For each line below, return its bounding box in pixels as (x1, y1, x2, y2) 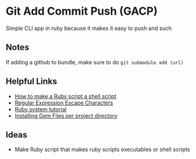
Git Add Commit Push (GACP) (6, 4, 158, 18)
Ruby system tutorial (14, 105, 67, 113)
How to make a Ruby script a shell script (14, 92, 117, 100)
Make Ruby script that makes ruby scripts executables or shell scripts (14, 146, 190, 153)
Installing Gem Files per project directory (14, 112, 118, 119)
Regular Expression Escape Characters (14, 99, 113, 106)
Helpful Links (6, 76, 58, 87)
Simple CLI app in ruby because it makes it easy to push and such (6, 24, 172, 32)
